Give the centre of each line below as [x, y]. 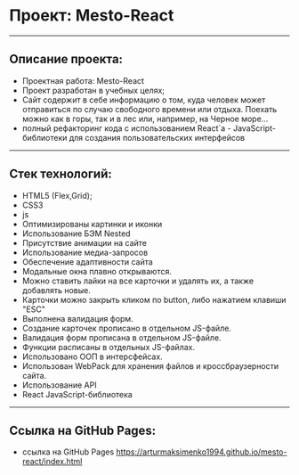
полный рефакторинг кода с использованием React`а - [126, 128]
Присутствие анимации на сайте [84, 242]
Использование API [59, 385]
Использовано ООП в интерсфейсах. [92, 356]
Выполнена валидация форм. [77, 318]
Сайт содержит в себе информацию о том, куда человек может [144, 100]
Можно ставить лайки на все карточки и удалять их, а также [138, 281]
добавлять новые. [57, 290]
